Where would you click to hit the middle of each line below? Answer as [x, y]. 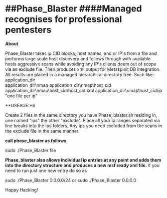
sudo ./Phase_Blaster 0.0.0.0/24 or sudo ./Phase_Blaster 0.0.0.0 [71, 180]
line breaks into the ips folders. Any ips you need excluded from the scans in [84, 126]
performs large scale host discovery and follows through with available [78, 58]
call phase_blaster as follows [36, 141]
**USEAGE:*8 [20, 105]
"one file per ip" [21, 96]
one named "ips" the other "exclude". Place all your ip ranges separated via [83, 120]
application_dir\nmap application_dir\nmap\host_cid [58, 85]
